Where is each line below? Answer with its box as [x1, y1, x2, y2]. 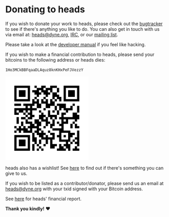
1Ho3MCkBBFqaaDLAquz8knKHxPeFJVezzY [5, 67, 83, 72]
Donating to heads [5, 4, 86, 15]
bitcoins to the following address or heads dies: [5, 56, 105, 63]
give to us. [5, 170, 28, 176]
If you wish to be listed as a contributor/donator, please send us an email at [5, 180, 164, 186]
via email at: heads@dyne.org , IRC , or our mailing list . [5, 31, 118, 37]
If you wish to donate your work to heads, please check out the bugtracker [5, 21, 163, 27]
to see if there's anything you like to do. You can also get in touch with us [5, 26, 160, 32]
